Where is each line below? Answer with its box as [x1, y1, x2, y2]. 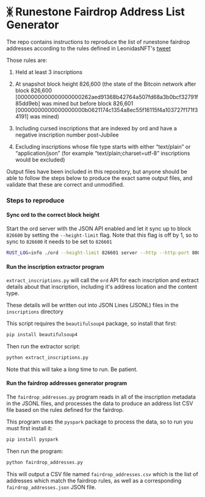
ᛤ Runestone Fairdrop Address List [6, 5, 185, 19]
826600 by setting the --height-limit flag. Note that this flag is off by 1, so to [6, 231, 198, 239]
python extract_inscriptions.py [6, 354, 88, 361]
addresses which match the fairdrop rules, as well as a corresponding [6, 477, 182, 484]
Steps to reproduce [6, 196, 65, 204]
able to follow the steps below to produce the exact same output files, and [6, 174, 193, 182]
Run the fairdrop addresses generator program [6, 379, 128, 387]
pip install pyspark [6, 436, 59, 443]
